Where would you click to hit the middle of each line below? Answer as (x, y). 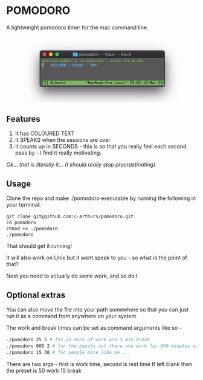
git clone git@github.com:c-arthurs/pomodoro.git (70, 217)
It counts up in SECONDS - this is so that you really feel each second (101, 147)
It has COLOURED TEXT (45, 133)
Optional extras (36, 295)
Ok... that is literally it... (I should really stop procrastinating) (81, 165)
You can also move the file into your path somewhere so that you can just (98, 310)
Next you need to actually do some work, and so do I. (73, 276)
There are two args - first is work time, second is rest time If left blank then (99, 364)
